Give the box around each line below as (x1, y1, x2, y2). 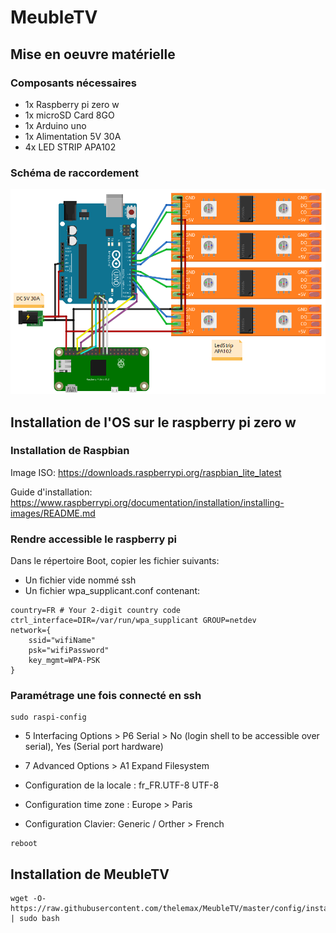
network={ (10, 626, 52, 636)
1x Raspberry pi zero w (24, 98, 120, 110)
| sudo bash (10, 914, 60, 924)
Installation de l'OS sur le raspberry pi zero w (10, 414, 297, 431)
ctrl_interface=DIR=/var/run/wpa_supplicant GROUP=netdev (10, 616, 257, 626)
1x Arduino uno (24, 119, 87, 131)
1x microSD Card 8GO (24, 109, 115, 121)
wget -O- (10, 894, 47, 904)
